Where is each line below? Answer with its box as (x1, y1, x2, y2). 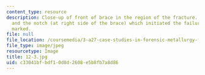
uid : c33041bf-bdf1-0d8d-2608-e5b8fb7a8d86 (6, 59, 119, 65)
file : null (6, 31, 34, 37)
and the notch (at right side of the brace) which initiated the (12, 20, 182, 26)
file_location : (6, 37, 45, 43)
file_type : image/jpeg (6, 43, 64, 49)
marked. (12, 25, 32, 32)
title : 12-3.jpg (6, 54, 48, 60)
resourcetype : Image (6, 48, 59, 54)
